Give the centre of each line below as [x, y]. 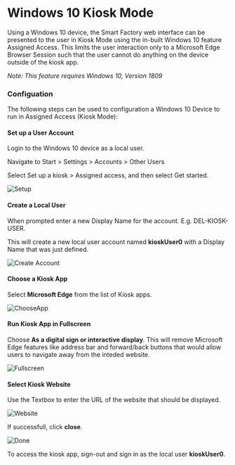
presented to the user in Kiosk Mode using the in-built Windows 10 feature [115, 39]
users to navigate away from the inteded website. [79, 355]
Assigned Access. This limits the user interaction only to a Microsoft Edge [114, 47]
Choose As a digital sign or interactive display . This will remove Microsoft [115, 340]
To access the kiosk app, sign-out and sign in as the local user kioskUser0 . [116, 454]
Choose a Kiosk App [38, 279]
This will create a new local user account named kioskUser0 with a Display [116, 242]
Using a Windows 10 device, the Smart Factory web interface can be [106, 32]
